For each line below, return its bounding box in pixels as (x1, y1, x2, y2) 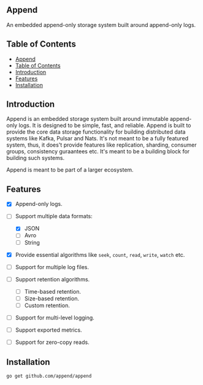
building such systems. (6, 154, 65, 162)
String (24, 238, 40, 246)
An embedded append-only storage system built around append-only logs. (6, 21, 196, 28)
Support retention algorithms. (15, 275, 90, 283)
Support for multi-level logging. (15, 314, 95, 321)
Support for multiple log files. (15, 263, 89, 270)
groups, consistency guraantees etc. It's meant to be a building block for (6, 148, 190, 155)
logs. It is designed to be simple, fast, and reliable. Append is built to (18, 122, 191, 129)
